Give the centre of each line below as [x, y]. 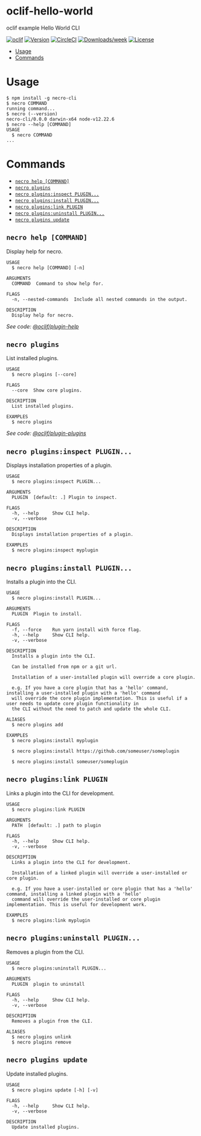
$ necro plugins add [37, 725]
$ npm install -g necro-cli [42, 98]
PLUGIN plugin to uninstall [48, 984]
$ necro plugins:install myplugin [55, 741]
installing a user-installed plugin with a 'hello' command [84, 693]
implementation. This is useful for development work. [77, 904]
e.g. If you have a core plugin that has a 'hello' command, [90, 688]
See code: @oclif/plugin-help [43, 326]
